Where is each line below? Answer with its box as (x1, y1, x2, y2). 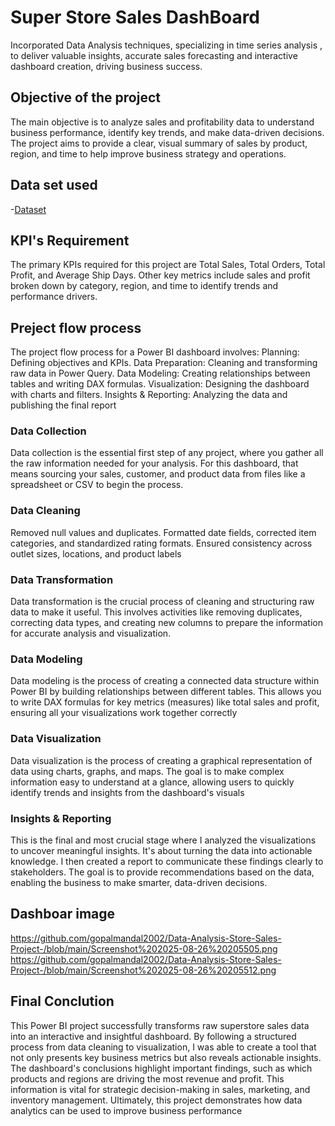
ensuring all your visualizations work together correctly (10, 707, 238, 719)
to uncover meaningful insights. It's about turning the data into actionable (10, 844, 313, 856)
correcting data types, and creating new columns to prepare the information (10, 617, 323, 629)
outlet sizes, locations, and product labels (10, 547, 182, 560)
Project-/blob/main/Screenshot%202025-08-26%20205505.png (10, 942, 278, 955)
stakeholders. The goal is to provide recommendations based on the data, (10, 866, 315, 878)
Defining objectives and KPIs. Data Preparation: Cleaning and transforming (10, 357, 318, 369)
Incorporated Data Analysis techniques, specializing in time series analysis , (10, 39, 323, 51)
